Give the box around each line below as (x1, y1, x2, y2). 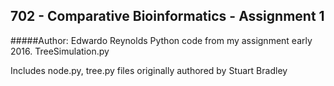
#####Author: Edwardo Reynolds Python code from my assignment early (10, 34, 313, 46)
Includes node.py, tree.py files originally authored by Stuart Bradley (10, 64, 288, 76)
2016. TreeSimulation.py (10, 45, 110, 57)
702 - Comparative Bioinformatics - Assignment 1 (10, 8, 325, 25)
